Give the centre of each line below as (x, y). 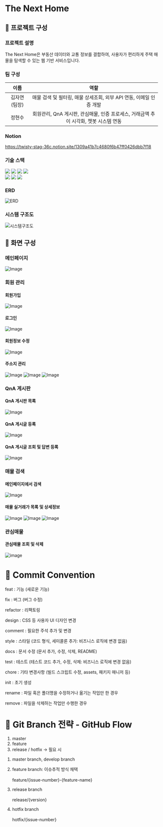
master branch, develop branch (43, 759)
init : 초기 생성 (18, 682)
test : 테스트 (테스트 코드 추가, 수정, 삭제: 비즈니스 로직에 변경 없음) (68, 662)
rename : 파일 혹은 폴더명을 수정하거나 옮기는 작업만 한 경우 (62, 692)
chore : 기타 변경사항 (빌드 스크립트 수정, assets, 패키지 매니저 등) (68, 672)
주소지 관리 (15, 364)
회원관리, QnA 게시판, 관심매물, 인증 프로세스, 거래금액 (91, 114)
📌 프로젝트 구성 (26, 28)
